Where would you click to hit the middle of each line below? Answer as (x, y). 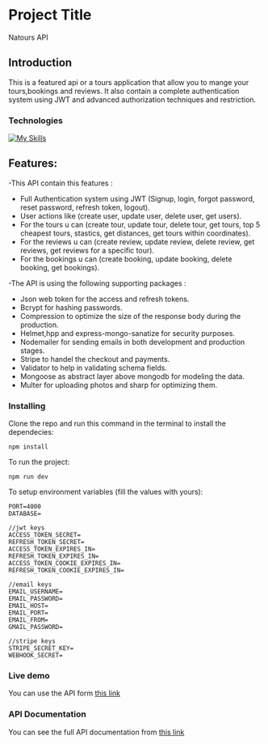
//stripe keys (32, 641)
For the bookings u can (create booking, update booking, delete (126, 259)
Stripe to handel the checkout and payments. (95, 359)
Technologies (36, 121)
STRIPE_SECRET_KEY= (41, 648)
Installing (27, 406)
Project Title (50, 15)
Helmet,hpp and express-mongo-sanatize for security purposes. (128, 333)
